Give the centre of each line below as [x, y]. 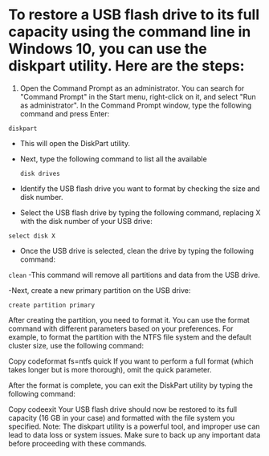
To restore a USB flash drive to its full [134, 15]
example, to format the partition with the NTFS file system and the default [130, 337]
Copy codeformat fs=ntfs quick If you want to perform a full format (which [131, 361]
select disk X [32, 236]
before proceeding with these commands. [77, 443]
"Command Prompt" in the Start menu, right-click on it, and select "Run [138, 96]
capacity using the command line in [130, 32]
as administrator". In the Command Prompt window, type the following [136, 105]
